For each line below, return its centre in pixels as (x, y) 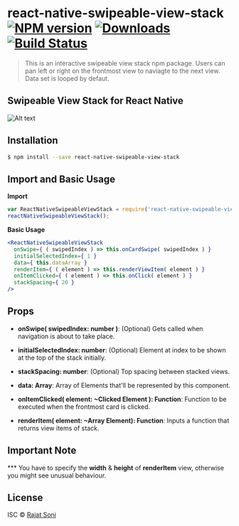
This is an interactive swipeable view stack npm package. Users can (125, 63)
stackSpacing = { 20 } (44, 283)
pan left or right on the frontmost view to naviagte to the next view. (122, 71)
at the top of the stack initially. (62, 358)
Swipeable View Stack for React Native (95, 101)
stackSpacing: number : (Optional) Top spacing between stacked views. (123, 371)
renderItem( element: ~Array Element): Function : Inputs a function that (123, 420)
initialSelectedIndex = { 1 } (55, 256)
